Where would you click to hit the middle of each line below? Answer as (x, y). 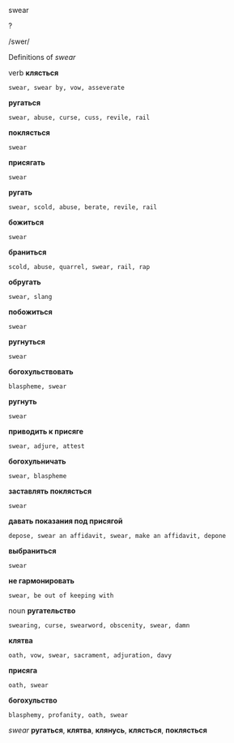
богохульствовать (41, 371)
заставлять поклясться (50, 491)
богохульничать (37, 461)
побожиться (30, 312)
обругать (25, 282)
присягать (27, 162)
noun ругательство (42, 611)
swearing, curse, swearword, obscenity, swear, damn (99, 626)
